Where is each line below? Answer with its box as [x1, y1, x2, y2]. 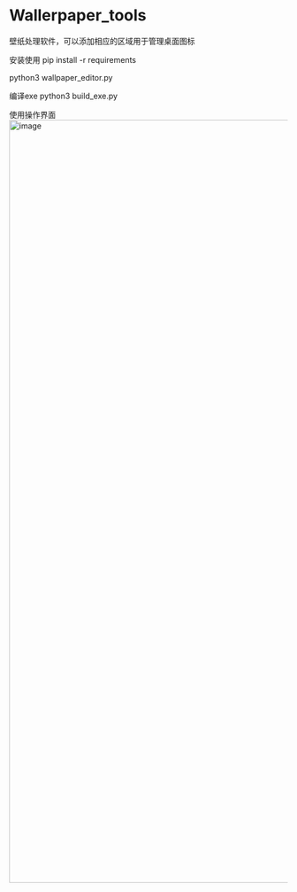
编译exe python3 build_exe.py [9, 90, 118, 101]
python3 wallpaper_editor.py [9, 72, 113, 82]
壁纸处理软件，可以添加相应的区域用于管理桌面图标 [9, 35, 195, 46]
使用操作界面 [9, 109, 56, 120]
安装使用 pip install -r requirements [9, 54, 137, 65]
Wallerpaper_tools [9, 5, 147, 26]
